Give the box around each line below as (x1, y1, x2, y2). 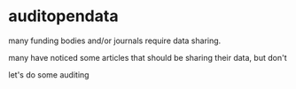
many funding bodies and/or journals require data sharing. (8, 35, 222, 46)
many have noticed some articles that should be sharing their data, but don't (8, 52, 287, 63)
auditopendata (8, 6, 119, 26)
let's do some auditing (8, 69, 90, 80)
